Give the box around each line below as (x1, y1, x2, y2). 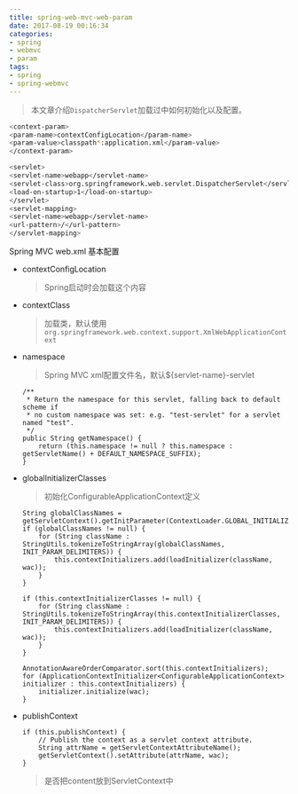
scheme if (21, 403, 59, 412)
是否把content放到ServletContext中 (43, 775, 175, 786)
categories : (9, 29, 53, 38)
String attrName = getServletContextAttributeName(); (38, 743, 241, 752)
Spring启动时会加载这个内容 (43, 282, 146, 293)
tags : (9, 63, 29, 72)
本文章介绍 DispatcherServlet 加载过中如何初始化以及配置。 (30, 104, 247, 115)
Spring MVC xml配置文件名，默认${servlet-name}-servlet (43, 370, 255, 380)
